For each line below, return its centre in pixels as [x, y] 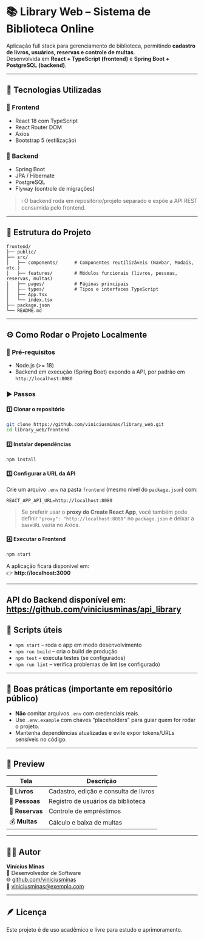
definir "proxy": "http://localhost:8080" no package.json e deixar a [107, 518]
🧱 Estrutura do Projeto [49, 232]
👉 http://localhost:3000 [39, 573]
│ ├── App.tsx [27, 294]
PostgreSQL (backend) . [36, 65]
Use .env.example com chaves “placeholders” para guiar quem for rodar [105, 720]
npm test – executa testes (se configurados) [70, 657]
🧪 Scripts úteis [34, 630]
